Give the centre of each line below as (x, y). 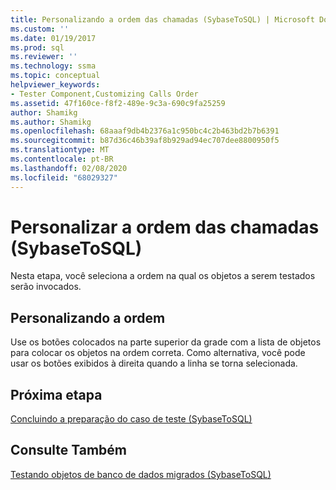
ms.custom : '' (40, 29)
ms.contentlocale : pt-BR (62, 159)
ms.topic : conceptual (55, 76)
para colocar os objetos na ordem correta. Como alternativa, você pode (158, 353)
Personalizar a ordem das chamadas (165, 227)
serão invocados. (46, 287)
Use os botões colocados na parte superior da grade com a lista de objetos (166, 342)
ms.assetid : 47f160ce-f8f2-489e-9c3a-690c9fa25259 (118, 103)
